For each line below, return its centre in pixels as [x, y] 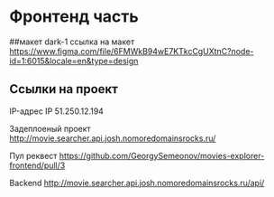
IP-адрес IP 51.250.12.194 [56, 111]
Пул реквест [33, 155]
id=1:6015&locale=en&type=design [74, 61]
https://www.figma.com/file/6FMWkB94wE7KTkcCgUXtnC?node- [132, 51]
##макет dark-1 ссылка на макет [72, 42]
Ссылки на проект [64, 89]
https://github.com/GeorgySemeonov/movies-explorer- [162, 155]
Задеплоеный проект [50, 128]
